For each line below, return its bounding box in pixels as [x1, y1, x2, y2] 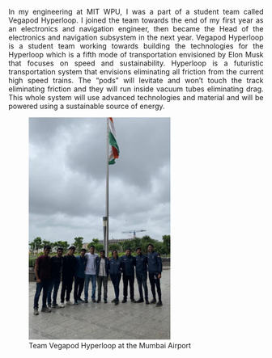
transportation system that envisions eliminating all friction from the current [8, 67, 264, 76]
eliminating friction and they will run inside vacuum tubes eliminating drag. [8, 84, 264, 94]
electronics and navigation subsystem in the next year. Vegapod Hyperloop [8, 32, 264, 42]
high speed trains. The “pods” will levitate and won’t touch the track [8, 76, 264, 85]
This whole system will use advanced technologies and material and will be [8, 93, 264, 102]
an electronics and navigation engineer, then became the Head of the [8, 24, 264, 33]
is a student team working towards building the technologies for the [8, 41, 264, 51]
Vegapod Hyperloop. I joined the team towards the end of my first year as [8, 15, 264, 25]
